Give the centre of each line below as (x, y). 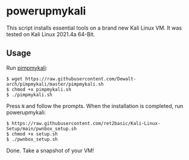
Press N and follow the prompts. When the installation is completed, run (95, 106)
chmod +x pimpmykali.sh (41, 89)
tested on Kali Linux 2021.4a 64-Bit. (51, 34)
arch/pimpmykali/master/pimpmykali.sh (55, 84)
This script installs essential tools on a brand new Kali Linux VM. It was (94, 28)
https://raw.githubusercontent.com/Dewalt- (81, 79)
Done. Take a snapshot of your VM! (50, 150)
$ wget (14, 79)
